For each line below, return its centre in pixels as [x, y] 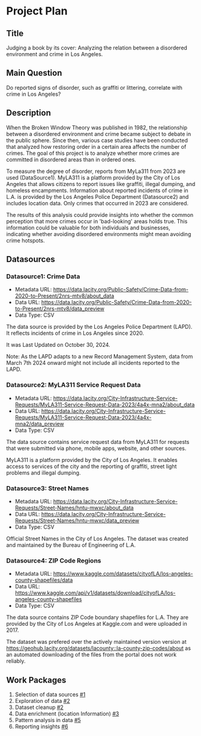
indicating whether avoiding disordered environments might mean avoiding [99, 234]
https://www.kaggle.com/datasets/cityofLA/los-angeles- [123, 574]
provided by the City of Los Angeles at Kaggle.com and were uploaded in [97, 624]
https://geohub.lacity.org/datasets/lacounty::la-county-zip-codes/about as [98, 648]
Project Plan [37, 11]
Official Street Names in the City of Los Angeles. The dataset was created [97, 538]
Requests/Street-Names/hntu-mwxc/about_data [74, 508]
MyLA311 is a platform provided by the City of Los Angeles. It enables [92, 460]
